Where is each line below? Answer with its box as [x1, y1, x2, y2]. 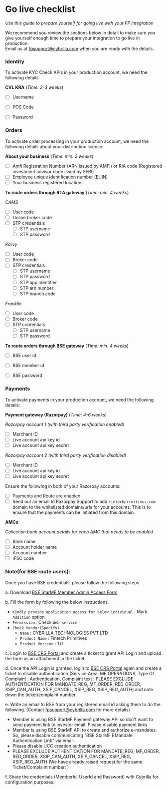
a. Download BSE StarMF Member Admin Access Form [5, 589, 118, 595]
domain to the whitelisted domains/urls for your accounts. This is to [12, 504, 151, 510]
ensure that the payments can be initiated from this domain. [12, 509, 135, 515]
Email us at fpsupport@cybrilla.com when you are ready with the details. [5, 45, 155, 51]
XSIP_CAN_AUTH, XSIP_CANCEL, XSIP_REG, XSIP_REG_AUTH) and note [5, 686, 154, 692]
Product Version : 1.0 [19, 640, 63, 646]
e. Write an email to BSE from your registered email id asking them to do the [5, 701, 161, 707]
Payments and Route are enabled [12, 493, 81, 499]
